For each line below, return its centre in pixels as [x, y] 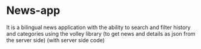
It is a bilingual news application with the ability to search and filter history [98, 27]
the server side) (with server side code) [55, 40]
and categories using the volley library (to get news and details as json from [101, 33]
